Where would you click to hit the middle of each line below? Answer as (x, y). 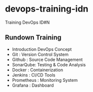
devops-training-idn (47, 9)
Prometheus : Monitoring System (45, 80)
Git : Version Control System (40, 54)
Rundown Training (33, 38)
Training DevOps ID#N (27, 22)
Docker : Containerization (38, 70)
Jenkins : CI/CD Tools (34, 75)
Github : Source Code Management (47, 60)
